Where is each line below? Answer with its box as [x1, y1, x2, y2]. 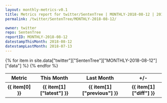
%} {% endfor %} [22, 62, 59, 68]
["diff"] [132, 90, 150, 97]
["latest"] [40, 90, 64, 97]
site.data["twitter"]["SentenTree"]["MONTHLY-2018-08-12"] [34, 57, 158, 63]
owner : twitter [5, 25, 37, 30]
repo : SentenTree [5, 30, 41, 35]
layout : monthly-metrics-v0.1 [5, 7, 68, 12]
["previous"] [82, 90, 113, 97]
